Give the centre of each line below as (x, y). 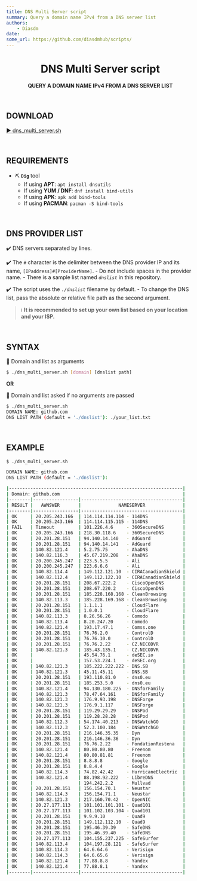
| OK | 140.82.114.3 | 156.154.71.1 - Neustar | (96, 794)
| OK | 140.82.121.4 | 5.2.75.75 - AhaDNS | (96, 550)
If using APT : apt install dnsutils (67, 184)
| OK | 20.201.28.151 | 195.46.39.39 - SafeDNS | (96, 828)
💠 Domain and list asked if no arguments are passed (70, 396)
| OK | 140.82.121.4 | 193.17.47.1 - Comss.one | (96, 628)
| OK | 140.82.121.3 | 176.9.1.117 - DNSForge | (96, 705)
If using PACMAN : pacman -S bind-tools (73, 203)
